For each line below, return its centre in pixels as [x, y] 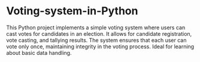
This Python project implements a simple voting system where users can [96, 27]
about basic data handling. [39, 52]
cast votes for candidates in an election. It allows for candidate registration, [99, 33]
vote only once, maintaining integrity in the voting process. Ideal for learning [100, 46]
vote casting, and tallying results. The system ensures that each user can [96, 40]
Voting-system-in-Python [72, 11]
